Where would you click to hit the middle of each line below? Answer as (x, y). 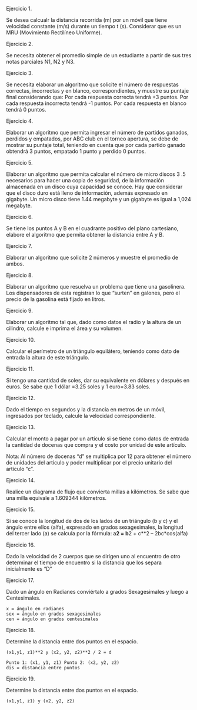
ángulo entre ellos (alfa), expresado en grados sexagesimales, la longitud (95, 527)
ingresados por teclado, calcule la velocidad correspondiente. (81, 416)
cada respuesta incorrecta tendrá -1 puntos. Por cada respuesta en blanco (96, 103)
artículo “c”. (20, 469)
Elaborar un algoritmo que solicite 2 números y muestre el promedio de (92, 257)
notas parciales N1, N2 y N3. (41, 62)
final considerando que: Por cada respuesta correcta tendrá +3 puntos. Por (97, 97)
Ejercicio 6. (20, 217)
